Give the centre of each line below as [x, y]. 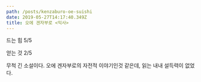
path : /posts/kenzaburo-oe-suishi [49, 12]
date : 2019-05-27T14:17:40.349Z [46, 17]
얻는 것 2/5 [19, 53]
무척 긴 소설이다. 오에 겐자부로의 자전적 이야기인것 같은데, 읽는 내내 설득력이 [95, 65]
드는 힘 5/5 [19, 40]
